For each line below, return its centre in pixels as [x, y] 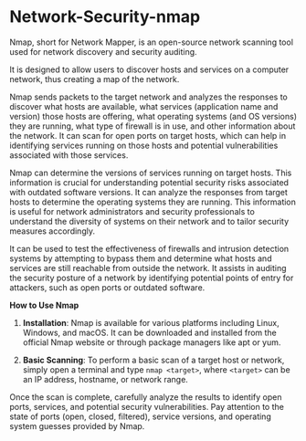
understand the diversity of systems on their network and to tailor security [149, 221]
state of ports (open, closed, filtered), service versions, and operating [140, 416]
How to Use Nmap [44, 305]
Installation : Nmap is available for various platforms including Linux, [151, 322]
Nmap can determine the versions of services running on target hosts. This [151, 173]
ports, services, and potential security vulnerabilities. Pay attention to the [147, 406]
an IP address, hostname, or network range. [106, 379]
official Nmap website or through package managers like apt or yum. [152, 342]
